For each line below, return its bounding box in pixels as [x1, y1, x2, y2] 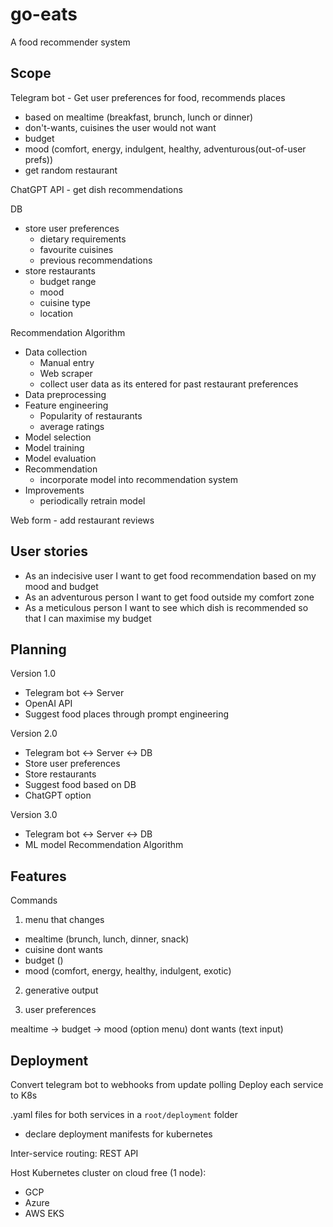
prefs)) [24, 153, 54, 165]
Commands [10, 894, 58, 907]
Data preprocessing [24, 388, 107, 400]
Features [10, 868, 67, 885]
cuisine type [39, 296, 91, 308]
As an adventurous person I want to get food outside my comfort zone [24, 591, 315, 603]
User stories [10, 543, 88, 560]
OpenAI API [24, 698, 73, 710]
